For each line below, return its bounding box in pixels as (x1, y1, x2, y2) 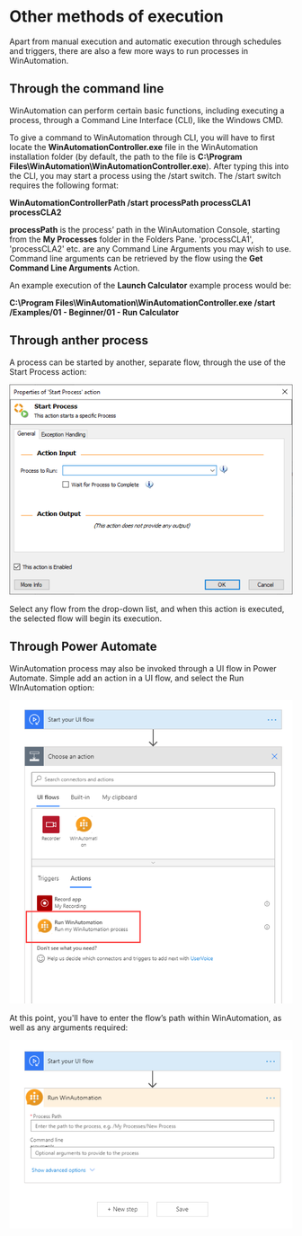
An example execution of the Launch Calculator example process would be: (9, 280, 292, 290)
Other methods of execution (9, 6, 224, 27)
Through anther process (9, 333, 149, 348)
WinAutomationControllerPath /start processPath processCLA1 (9, 197, 252, 208)
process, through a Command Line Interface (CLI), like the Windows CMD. (9, 114, 284, 125)
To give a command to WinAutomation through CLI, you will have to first (9, 132, 276, 143)
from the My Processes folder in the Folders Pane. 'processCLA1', (9, 234, 254, 245)
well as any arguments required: (9, 1022, 129, 1033)
